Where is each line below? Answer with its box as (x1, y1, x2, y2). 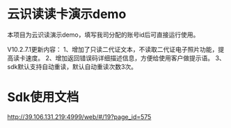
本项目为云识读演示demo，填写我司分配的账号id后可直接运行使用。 (7, 30, 200, 39)
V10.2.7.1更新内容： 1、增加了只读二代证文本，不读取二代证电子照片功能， (7, 45, 218, 53)
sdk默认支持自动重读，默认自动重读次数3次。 (7, 62, 138, 71)
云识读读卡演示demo (7, 6, 127, 22)
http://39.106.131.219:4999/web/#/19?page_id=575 (7, 112, 152, 121)
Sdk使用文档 (7, 89, 79, 105)
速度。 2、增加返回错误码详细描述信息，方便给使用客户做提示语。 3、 (25, 53, 226, 62)
